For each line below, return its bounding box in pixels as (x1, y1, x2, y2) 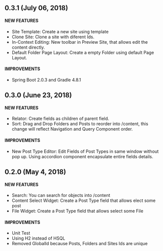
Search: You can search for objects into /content (11, 193, 110, 198)
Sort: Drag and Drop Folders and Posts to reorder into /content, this (11, 121, 149, 127)
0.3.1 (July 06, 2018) (4, 4, 68, 12)
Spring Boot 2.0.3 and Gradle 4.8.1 (11, 77, 81, 83)
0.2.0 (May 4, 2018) (4, 167, 66, 176)
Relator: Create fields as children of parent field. (11, 115, 109, 122)
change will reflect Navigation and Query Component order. (11, 126, 133, 132)
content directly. (11, 44, 45, 50)
